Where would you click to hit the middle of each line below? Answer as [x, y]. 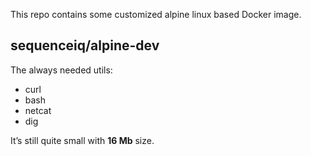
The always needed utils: [61, 70]
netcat [38, 110]
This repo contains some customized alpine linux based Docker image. [156, 14]
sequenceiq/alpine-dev [85, 45]
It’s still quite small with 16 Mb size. [82, 140]
